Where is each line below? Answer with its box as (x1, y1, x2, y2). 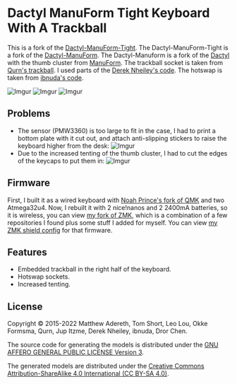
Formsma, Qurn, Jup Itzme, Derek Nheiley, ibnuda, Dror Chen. (7, 327, 188, 335)
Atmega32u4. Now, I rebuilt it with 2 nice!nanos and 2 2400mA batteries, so (7, 203, 228, 211)
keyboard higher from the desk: (17, 141, 110, 150)
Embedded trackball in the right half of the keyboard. (17, 265, 171, 274)
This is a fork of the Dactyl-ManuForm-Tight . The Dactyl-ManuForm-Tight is (7, 43, 229, 52)
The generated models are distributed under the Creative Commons (7, 362, 205, 371)
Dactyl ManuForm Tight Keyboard (7, 5, 210, 21)
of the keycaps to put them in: (17, 156, 105, 165)
